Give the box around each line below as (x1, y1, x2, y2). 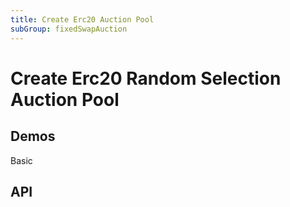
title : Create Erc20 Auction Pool (10, 14, 155, 25)
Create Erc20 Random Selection (10, 67, 282, 90)
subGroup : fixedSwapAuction (10, 24, 128, 34)
